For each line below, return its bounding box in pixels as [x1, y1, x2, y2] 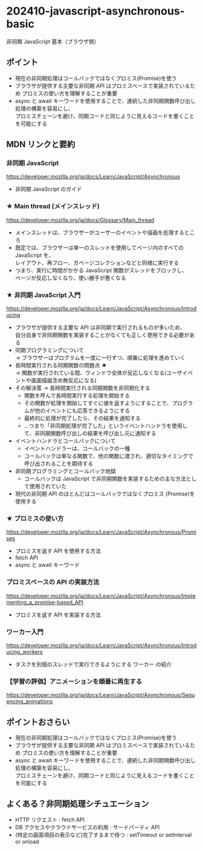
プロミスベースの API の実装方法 [6, 578, 100, 586]
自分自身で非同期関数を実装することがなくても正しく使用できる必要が [14, 332, 190, 339]
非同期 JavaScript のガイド [14, 186, 82, 193]
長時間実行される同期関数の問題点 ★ [14, 362, 108, 369]
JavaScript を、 [14, 251, 54, 258]
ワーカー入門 [6, 627, 44, 636]
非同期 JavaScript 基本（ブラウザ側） [6, 38, 100, 45]
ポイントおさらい [6, 717, 70, 727]
